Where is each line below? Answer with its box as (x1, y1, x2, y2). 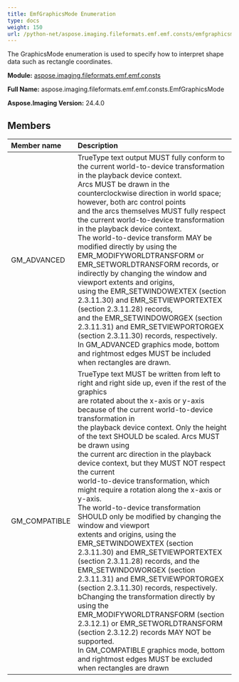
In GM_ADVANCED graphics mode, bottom (77, 340, 220, 350)
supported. (77, 636, 115, 646)
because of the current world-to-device (77, 405, 213, 415)
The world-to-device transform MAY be (77, 233, 212, 243)
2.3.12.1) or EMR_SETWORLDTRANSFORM (77, 619, 223, 629)
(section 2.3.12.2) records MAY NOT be (77, 628, 211, 638)
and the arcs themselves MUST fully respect (77, 206, 226, 216)
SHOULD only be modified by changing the (77, 512, 222, 522)
